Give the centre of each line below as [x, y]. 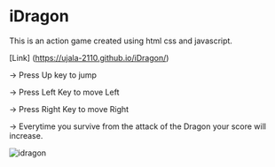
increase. [26, 135]
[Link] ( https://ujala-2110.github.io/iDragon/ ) [89, 57]
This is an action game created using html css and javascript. [121, 41]
